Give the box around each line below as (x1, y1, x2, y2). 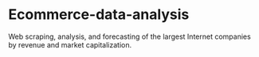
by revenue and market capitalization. (8, 40, 132, 49)
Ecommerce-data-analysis (8, 6, 190, 24)
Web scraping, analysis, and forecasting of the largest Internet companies (8, 32, 251, 41)
